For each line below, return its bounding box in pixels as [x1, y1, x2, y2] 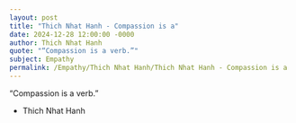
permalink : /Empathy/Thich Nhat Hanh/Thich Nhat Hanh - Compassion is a [9, 64, 288, 73]
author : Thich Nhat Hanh [9, 38, 103, 48]
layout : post [9, 13, 58, 22]
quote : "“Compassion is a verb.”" [9, 47, 139, 56]
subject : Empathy [9, 55, 75, 64]
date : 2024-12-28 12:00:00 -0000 [9, 30, 135, 39]
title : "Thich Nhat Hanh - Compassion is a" [9, 22, 179, 31]
